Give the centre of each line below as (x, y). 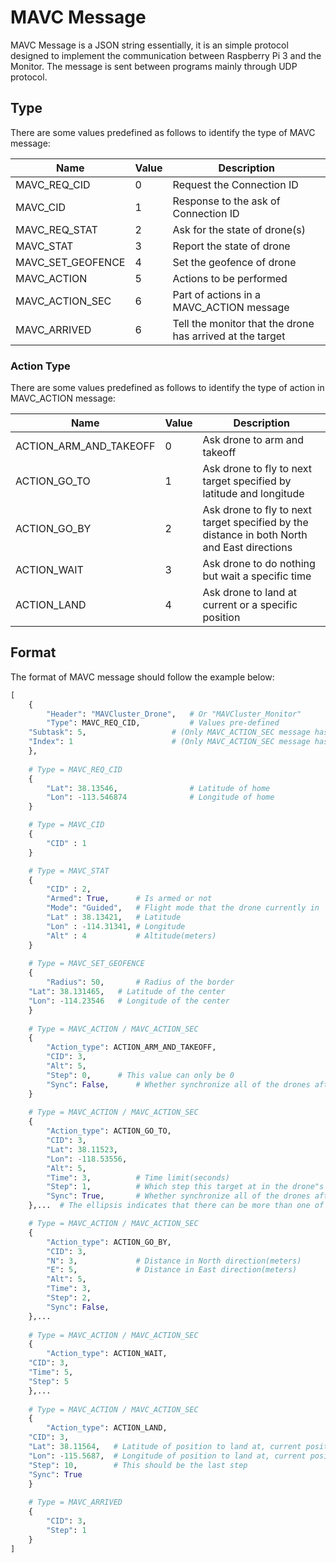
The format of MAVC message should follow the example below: (142, 677)
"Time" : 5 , (51, 1372)
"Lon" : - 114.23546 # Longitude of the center (129, 1001)
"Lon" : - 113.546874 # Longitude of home (160, 797)
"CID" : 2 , (69, 889)
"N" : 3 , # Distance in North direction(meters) (174, 1261)
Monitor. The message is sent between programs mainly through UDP (154, 66)
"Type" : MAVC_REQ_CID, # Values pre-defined (163, 723)
